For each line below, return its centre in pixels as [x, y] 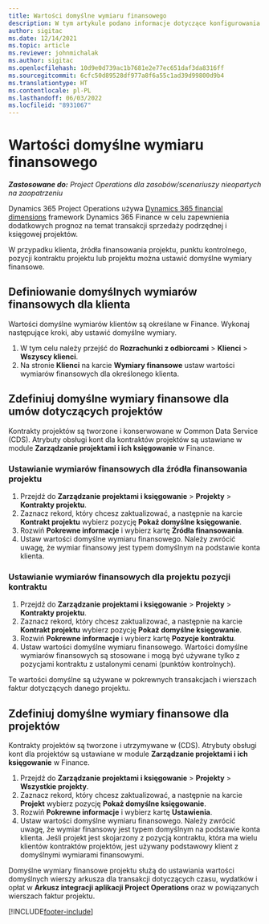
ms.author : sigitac [41, 61]
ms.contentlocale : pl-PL [50, 90]
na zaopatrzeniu [35, 193]
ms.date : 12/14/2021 [43, 38]
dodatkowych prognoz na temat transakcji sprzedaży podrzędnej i [118, 226]
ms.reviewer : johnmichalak [53, 53]
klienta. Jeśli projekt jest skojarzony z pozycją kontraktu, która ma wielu [139, 838]
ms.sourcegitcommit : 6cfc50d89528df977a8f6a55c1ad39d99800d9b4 [116, 76]
